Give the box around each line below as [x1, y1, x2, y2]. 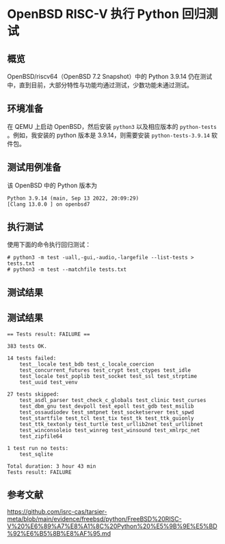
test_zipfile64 [19, 433, 63, 440]
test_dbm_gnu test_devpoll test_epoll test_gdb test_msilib [19, 403, 194, 410]
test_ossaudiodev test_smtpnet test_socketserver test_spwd [19, 409, 194, 416]
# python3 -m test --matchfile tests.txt [7, 266, 127, 273]
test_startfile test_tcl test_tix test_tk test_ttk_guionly [19, 414, 194, 422]
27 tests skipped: [7, 390, 59, 398]
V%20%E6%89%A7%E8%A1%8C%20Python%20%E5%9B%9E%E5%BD [7, 522, 217, 530]
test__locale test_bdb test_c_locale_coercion [19, 361, 155, 368]
